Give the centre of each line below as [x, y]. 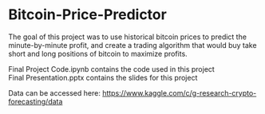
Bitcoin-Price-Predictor [88, 15]
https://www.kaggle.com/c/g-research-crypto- [180, 92]
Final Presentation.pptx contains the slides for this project [103, 77]
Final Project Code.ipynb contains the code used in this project [112, 69]
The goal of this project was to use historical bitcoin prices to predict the [128, 37]
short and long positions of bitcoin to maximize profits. [98, 53]
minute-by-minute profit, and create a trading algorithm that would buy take [132, 45]
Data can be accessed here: [55, 92]
